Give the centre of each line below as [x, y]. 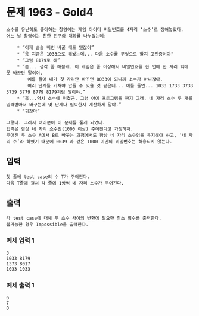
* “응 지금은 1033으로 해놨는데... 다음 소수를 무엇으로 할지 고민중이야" [95, 54]
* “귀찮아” [29, 111]
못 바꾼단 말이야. [25, 73]
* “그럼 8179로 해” [38, 60]
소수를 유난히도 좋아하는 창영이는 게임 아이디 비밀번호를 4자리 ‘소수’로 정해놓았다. [95, 30]
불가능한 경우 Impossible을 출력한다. [47, 225]
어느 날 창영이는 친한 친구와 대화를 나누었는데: [56, 36]
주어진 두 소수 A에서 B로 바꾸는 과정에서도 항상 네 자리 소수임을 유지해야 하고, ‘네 [96, 135]
